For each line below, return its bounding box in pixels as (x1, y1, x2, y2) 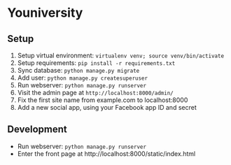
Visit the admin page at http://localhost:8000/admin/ (17, 89, 174, 96)
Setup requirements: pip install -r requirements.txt (17, 59, 176, 67)
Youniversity (7, 5, 83, 21)
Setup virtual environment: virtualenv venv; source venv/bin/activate (17, 51, 225, 59)
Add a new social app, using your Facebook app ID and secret (17, 103, 197, 111)
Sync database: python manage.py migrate (17, 66, 140, 74)
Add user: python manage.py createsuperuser (17, 73, 148, 82)
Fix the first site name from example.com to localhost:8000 (17, 96, 188, 104)
